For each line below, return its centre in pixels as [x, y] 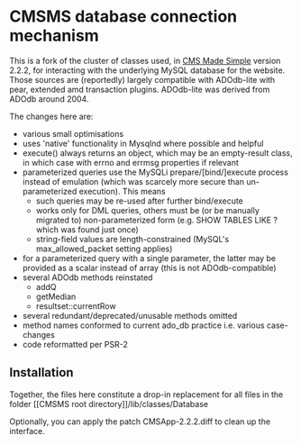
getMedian [56, 296]
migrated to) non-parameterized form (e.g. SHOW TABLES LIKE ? [156, 220]
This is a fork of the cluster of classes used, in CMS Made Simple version [145, 60]
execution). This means [122, 191]
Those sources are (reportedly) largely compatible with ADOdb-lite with [142, 79]
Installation [41, 372]
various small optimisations [73, 133]
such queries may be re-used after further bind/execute [139, 201]
